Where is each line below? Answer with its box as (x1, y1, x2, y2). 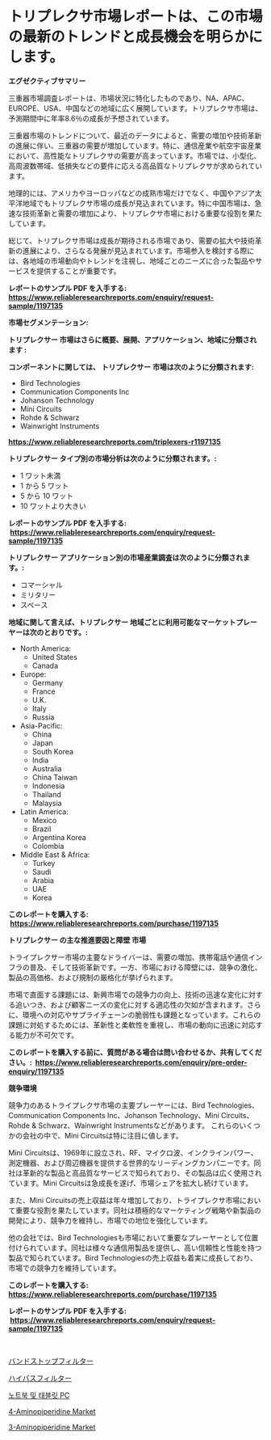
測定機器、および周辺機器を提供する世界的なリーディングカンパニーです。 (8, 1158, 254, 1168)
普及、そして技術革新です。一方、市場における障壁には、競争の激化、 (29, 962, 262, 972)
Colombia (31, 841, 65, 851)
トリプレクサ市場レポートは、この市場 (8, 7, 264, 26)
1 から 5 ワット (19, 480, 69, 490)
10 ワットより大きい (19, 500, 86, 510)
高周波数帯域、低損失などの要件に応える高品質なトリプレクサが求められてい (8, 161, 263, 171)
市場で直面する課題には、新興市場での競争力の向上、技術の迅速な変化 (8, 990, 242, 999)
